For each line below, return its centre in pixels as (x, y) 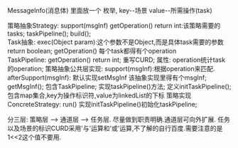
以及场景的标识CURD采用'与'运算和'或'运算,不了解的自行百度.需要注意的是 (115, 128)
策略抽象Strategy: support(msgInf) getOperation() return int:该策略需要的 (114, 26)
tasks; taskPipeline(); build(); (49, 33)
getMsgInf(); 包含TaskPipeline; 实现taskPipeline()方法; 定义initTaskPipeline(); (119, 86)
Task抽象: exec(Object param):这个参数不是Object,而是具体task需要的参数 (115, 42)
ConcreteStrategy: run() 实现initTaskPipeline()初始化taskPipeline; (102, 104)
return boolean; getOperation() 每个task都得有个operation (92, 51)
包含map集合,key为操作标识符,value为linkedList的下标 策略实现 (99, 95)
